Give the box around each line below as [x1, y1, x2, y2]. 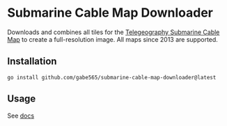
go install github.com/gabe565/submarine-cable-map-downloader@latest [7, 74, 217, 81]
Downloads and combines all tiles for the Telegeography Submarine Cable [7, 28, 220, 36]
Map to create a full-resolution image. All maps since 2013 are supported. [7, 35, 218, 43]
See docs [7, 111, 35, 120]
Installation [7, 56, 57, 68]
